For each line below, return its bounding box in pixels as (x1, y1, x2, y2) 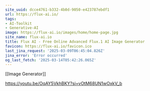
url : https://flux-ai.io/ (5, 12, 58, 17)
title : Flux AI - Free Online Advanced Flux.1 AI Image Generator (5, 39, 145, 44)
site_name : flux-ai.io (5, 35, 52, 40)
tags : (5, 16, 16, 21)
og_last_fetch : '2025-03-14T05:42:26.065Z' (5, 58, 97, 62)
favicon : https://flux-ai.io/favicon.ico (5, 44, 92, 49)
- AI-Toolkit (5, 21, 32, 26)
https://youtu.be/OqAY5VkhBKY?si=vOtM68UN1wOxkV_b (5, 81, 122, 87)
